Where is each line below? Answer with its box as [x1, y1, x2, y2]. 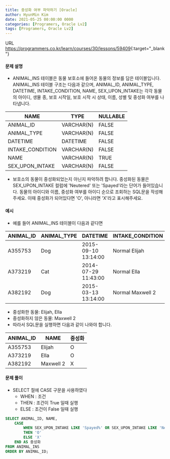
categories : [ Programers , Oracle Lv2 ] [5, 21, 87, 27]
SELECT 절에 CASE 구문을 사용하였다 [12, 387, 88, 393]
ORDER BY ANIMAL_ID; [5, 449, 49, 454]
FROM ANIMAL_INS [5, 444, 39, 449]
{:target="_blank [131, 46, 165, 52]
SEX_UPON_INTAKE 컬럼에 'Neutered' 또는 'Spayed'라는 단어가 [12, 183, 142, 189]
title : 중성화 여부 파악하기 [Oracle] [5, 7, 77, 13]
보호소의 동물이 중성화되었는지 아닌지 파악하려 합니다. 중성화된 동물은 [12, 176, 149, 182]
